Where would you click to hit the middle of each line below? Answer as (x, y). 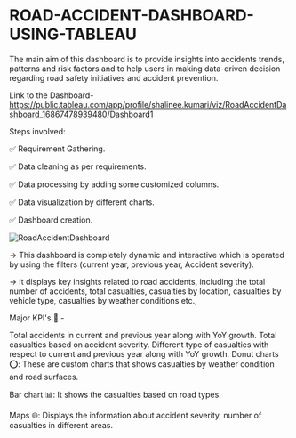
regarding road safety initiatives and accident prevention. (114, 77)
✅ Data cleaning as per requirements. (78, 166)
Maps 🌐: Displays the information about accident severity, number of (136, 415)
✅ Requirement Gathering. (57, 149)
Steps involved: (37, 131)
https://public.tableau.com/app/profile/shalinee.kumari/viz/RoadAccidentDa (148, 104)
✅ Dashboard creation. (51, 220)
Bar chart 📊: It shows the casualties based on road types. (116, 394)
